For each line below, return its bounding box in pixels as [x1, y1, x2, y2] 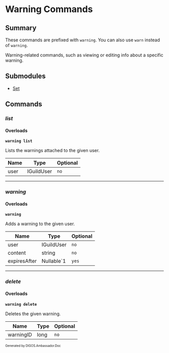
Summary [5, 24, 37, 32]
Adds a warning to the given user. [5, 221, 75, 227]
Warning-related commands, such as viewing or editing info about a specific [5, 52, 163, 58]
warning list [5, 138, 33, 144]
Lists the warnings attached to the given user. [5, 148, 100, 154]
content [8, 249, 26, 256]
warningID [8, 331, 32, 338]
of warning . [5, 42, 28, 48]
